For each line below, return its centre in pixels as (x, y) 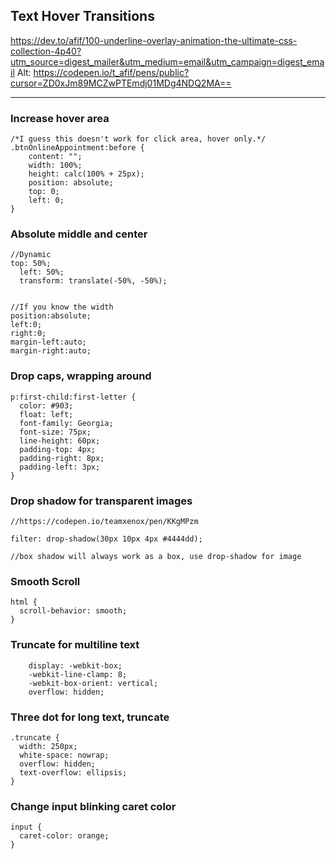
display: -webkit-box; (75, 665)
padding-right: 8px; (62, 458)
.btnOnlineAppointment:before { (77, 148)
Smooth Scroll (45, 581)
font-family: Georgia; (66, 423)
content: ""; (55, 157)
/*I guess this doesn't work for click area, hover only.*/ (138, 139)
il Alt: (21, 72)
